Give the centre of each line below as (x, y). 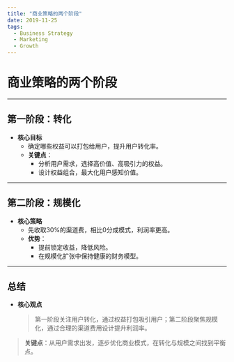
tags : (15, 27)
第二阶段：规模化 (44, 203)
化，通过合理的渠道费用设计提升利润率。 (93, 328)
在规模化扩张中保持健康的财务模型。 (90, 256)
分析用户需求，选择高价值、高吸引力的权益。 (102, 163)
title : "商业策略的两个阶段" (45, 14)
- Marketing (31, 40)
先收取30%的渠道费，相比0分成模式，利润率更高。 (101, 229)
